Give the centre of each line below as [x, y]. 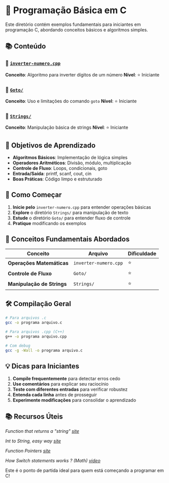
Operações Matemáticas [38, 263]
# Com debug [18, 346]
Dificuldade [142, 253]
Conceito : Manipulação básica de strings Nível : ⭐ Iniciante [67, 127]
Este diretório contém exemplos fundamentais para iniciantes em [73, 24]
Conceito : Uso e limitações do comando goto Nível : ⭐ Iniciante [71, 101]
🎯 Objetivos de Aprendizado [50, 145]
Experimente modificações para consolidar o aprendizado [74, 400]
